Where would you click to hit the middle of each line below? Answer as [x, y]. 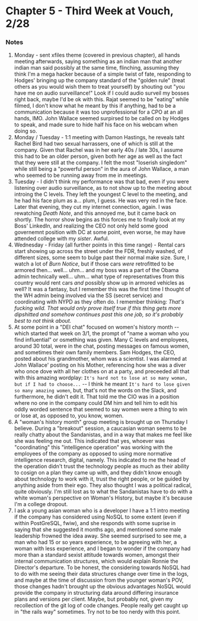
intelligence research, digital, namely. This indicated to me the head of [100, 460]
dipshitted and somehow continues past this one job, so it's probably [98, 314]
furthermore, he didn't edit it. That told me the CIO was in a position [97, 397]
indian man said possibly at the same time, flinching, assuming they [96, 68]
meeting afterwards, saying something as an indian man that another [98, 61]
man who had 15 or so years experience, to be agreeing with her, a [95, 542]
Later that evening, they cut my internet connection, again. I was [92, 207]
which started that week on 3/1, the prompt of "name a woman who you [101, 333]
